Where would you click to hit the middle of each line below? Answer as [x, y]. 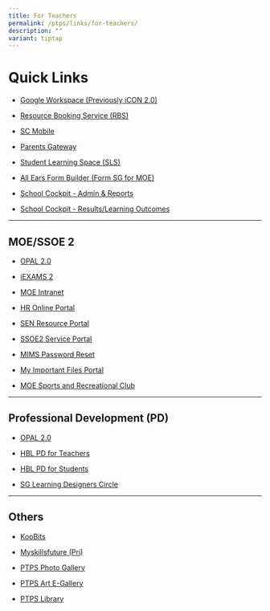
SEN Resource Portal [55, 323]
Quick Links [48, 78]
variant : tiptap [35, 38]
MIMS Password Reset [57, 354]
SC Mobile [37, 131]
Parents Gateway [48, 147]
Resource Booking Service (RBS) [74, 116]
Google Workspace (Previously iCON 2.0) [89, 100]
